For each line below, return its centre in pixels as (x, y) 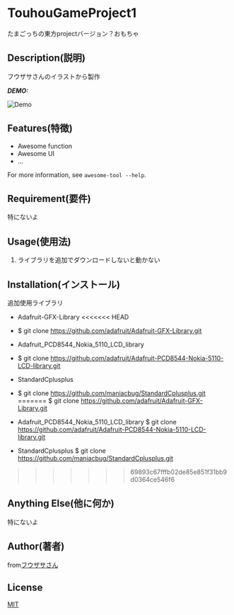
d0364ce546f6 (153, 479)
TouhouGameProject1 (72, 13)
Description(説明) (47, 58)
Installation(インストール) (64, 284)
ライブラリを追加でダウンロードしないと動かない (89, 260)
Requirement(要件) (49, 199)
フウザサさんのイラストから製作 (54, 77)
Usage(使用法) (39, 241)
